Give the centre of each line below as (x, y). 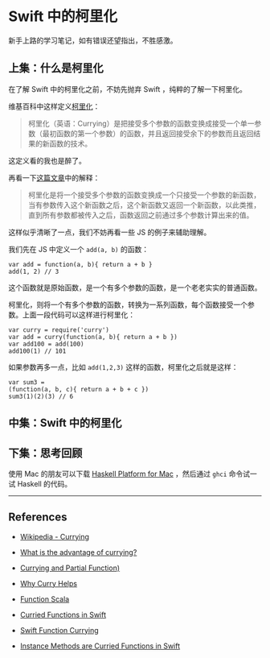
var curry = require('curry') (59, 330)
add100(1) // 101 (37, 351)
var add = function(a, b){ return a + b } (80, 264)
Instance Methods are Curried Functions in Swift (100, 646)
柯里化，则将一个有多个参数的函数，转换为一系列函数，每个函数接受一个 (128, 304)
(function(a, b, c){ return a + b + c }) (79, 389)
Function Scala (45, 599)
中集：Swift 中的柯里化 (65, 423)
